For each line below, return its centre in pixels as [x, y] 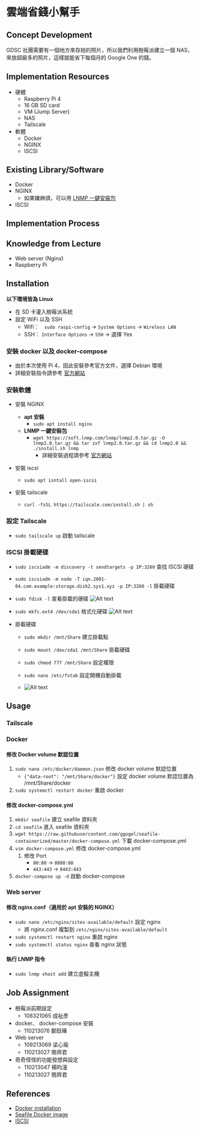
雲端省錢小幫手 [43, 12]
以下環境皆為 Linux [30, 299]
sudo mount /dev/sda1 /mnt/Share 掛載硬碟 [77, 649]
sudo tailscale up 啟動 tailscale [55, 535]
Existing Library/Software [55, 170]
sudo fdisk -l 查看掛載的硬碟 [52, 598]
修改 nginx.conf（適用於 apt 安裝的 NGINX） [62, 907]
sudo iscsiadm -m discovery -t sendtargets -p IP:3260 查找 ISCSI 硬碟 [104, 567]
